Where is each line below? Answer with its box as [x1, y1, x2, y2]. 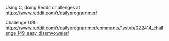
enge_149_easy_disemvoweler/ [5, 30, 69, 36]
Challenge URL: [5, 20, 38, 25]
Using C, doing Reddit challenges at [5, 5, 80, 10]
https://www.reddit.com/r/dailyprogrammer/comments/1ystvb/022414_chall [5, 25, 164, 31]
